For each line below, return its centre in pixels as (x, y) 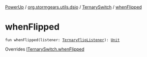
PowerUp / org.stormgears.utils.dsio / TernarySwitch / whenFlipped (73, 7)
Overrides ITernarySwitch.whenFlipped (45, 49)
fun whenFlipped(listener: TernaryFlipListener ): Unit (62, 40)
